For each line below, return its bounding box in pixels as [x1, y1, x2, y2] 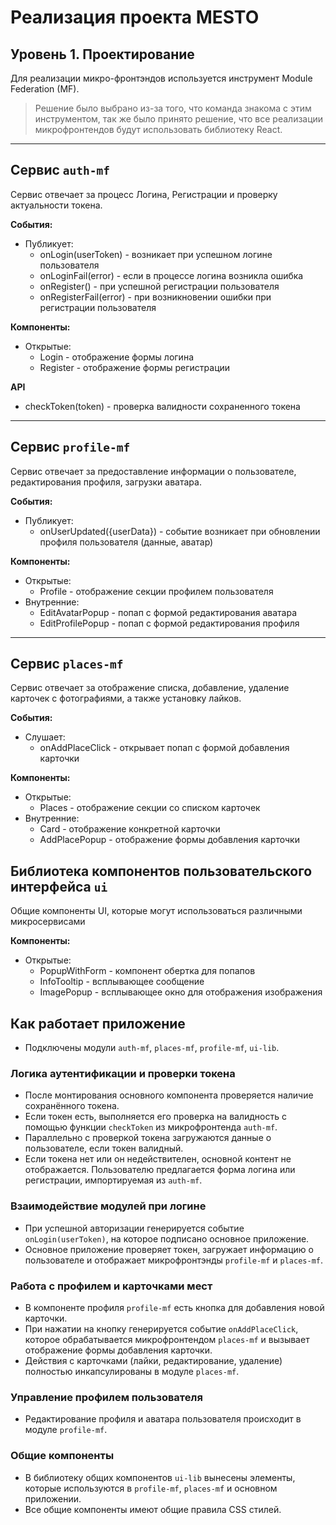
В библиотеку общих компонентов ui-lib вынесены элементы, [24, 1471, 296, 1483]
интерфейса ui [10, 878, 108, 895]
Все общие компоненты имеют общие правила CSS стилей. [24, 1503, 282, 1515]
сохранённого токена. [24, 1100, 120, 1112]
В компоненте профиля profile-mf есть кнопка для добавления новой [24, 1301, 325, 1313]
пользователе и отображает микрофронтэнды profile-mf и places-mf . [24, 1254, 324, 1266]
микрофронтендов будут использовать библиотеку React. [34, 124, 283, 135]
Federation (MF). [10, 83, 80, 95]
